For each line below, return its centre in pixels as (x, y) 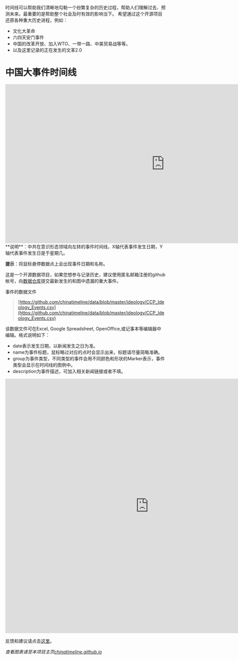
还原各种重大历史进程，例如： (36, 20)
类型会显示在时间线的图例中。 (44, 365)
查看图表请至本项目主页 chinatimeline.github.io (54, 652)
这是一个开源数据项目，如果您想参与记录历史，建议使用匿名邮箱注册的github (85, 274)
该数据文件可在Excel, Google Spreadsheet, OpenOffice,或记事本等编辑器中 (83, 328)
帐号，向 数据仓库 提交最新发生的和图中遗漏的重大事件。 (63, 281)
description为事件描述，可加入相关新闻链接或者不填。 (69, 371)
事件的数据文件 (21, 292)
